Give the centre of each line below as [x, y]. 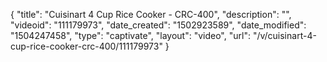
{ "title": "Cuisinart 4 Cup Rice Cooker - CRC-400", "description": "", [151, 14]
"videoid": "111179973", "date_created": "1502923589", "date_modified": [158, 25]
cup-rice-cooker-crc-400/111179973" [86, 46]
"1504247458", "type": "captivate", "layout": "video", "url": [130, 35]
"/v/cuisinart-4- [284, 35]
